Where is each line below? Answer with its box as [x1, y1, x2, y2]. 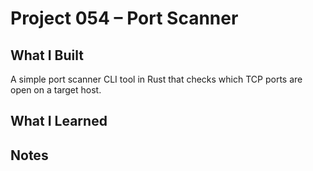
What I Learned [10, 113, 108, 130]
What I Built [10, 47, 84, 64]
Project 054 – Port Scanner [10, 7, 239, 30]
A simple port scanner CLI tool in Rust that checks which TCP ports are [10, 73, 303, 85]
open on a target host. [10, 84, 102, 96]
